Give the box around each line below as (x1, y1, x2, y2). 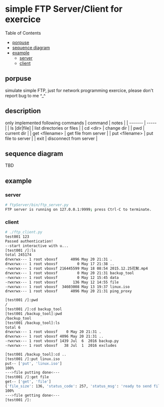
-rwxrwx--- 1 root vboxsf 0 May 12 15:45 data (5, 275, 119, 280)
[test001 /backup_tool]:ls (5, 320, 60, 325)
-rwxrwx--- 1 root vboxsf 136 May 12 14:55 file (5, 280, 119, 285)
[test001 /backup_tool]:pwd (5, 311, 62, 316)
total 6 (5, 325, 21, 330)
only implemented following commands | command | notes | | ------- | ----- (5, 120, 157, 126)
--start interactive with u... (5, 243, 69, 248)
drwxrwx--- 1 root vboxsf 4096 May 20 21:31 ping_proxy (5, 289, 132, 294)
